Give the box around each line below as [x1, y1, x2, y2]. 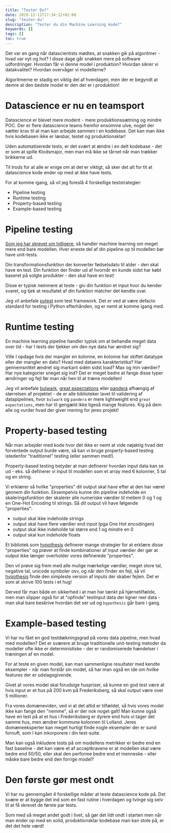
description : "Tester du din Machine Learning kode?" [5, 22, 123, 27]
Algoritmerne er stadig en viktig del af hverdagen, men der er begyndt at [5, 76, 158, 83]
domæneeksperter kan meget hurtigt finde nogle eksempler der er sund [5, 724, 157, 730]
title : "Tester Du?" [5, 7, 50, 13]
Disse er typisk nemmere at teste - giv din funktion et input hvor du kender [5, 282, 162, 288]
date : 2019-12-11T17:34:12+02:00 [5, 12, 77, 17]
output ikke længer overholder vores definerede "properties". [5, 552, 134, 559]
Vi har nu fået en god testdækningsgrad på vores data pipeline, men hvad [5, 634, 160, 641]
